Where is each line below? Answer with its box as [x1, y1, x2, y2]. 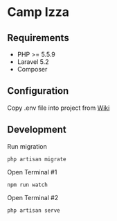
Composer [17, 65, 48, 73]
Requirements [7, 32, 69, 44]
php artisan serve [7, 206, 60, 214]
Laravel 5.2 [17, 58, 50, 66]
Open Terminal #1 [7, 167, 57, 176]
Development [7, 124, 67, 136]
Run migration [7, 142, 47, 150]
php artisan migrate [7, 156, 67, 163]
